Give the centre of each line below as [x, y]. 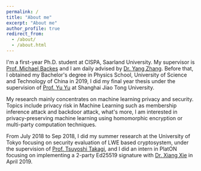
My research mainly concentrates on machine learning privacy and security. [100, 99]
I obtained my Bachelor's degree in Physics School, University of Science [97, 75]
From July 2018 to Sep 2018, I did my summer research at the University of [98, 136]
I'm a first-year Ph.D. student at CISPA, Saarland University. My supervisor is [100, 62]
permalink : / [22, 12]
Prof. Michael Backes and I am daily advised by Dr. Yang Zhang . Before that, [100, 68]
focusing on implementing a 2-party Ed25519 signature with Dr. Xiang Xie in [100, 155]
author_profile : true [33, 28]
